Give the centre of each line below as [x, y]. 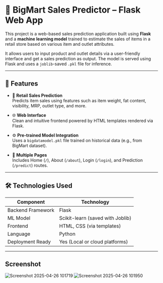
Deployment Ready [29, 242]
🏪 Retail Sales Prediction [37, 95]
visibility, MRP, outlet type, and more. [49, 106]
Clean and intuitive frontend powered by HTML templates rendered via [82, 121]
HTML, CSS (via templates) [90, 226]
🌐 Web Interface [29, 115]
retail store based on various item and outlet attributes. [60, 44]
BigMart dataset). [29, 145]
